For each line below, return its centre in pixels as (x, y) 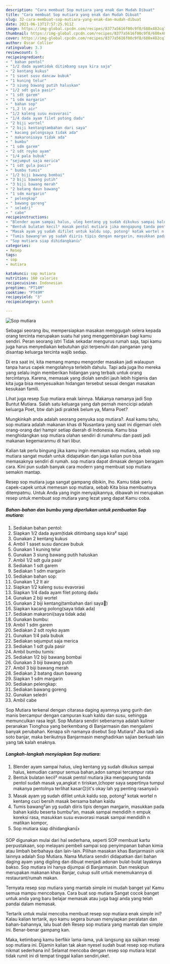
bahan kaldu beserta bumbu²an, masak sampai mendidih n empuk (82, 812)
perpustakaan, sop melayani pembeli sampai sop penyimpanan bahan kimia (84, 845)
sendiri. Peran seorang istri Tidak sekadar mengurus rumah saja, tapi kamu (84, 341)
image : (13, 29)
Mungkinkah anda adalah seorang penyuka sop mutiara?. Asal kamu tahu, (82, 419)
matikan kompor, (31, 823)
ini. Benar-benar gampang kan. (38, 930)
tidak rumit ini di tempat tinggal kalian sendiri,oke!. (58, 955)
